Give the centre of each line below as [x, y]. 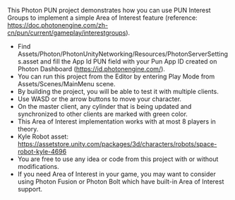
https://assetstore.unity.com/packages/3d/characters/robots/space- [117, 144]
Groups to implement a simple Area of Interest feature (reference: [102, 18]
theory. [28, 129]
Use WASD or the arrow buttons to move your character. [100, 99]
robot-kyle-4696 [42, 152]
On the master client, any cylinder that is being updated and [104, 106]
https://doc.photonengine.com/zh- [58, 25]
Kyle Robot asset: [43, 136]
